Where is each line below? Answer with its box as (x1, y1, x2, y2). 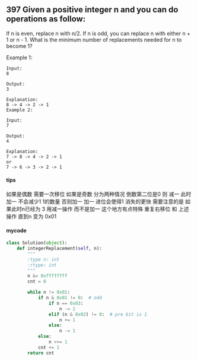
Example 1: (6, 53, 33, 61)
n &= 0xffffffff (27, 273, 68, 279)
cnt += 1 (37, 344, 60, 350)
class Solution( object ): (6, 240, 68, 246)
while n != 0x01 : (27, 289, 70, 296)
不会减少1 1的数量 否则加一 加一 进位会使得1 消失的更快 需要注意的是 (17, 198, 184, 205)
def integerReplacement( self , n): (17, 246, 102, 252)
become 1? (6, 42, 33, 49)
